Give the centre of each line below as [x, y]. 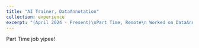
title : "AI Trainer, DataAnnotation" [53, 11]
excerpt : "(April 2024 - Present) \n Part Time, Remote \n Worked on [90, 22]
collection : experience [36, 17]
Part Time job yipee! [31, 39]
